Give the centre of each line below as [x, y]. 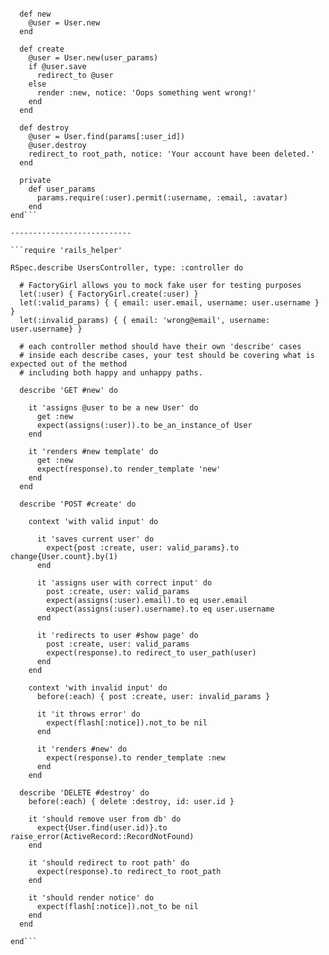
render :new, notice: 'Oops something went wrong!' [146, 93]
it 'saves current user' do [95, 539]
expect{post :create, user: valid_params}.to [143, 548]
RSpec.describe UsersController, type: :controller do [127, 268]
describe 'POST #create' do [78, 504]
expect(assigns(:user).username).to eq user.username [160, 609]
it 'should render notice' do [91, 898]
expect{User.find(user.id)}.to [102, 828]
